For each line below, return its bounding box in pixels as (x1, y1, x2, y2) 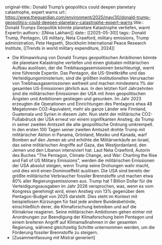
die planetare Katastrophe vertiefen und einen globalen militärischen (12, 60, 149, 65)
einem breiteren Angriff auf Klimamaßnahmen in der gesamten (12, 219, 137, 225)
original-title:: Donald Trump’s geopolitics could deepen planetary (5, 4, 136, 10)
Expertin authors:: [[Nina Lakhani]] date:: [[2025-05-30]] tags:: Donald (5, 30, 146, 35)
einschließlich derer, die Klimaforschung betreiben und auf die (12, 204, 137, 210)
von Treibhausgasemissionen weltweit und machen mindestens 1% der (12, 80, 154, 86)
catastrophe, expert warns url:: (5, 9, 67, 15)
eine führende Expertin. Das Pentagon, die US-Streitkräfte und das (12, 70, 146, 76)
